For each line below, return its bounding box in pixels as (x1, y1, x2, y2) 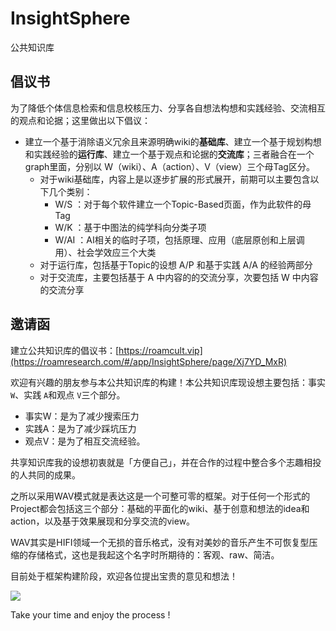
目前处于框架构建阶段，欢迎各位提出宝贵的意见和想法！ (10, 570, 238, 582)
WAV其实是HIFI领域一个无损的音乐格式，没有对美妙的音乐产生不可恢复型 (10, 536, 310, 548)
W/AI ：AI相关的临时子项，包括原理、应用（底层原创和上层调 (54, 233, 305, 246)
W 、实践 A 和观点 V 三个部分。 (10, 388, 126, 401)
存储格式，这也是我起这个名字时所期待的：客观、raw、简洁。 (27, 548, 280, 561)
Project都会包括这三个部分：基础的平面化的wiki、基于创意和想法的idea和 (10, 502, 310, 514)
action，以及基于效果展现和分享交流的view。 (10, 515, 196, 527)
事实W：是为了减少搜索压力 (24, 410, 140, 422)
